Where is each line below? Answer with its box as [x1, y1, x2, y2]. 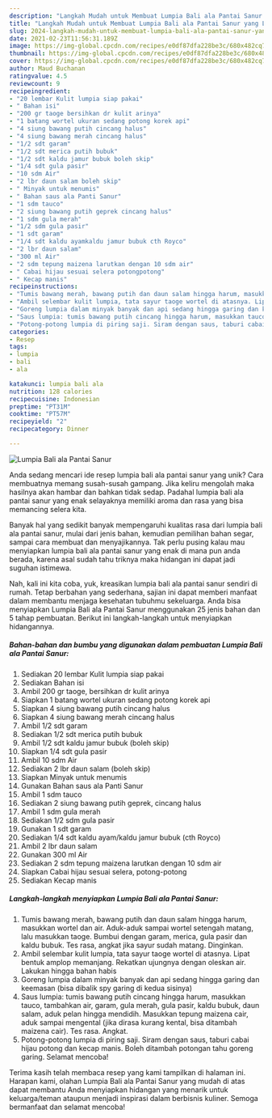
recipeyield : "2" [9, 417, 68, 426]
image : [9, 42, 31, 50]
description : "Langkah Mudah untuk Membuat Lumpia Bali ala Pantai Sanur [9, 11, 263, 20]
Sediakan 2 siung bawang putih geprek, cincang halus [20, 798, 202, 807]
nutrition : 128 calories [9, 387, 93, 396]
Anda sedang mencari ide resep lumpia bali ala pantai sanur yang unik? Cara [9, 470, 264, 480]
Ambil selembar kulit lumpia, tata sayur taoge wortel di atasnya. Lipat [20, 948, 250, 959]
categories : [9, 328, 49, 336]
